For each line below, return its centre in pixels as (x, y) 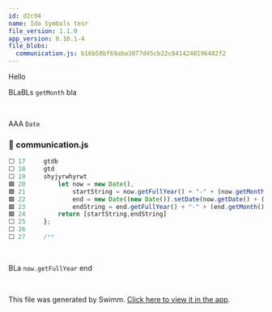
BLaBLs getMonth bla (42, 92)
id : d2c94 (25, 16)
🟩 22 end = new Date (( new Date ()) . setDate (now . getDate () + (133, 199)
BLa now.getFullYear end (51, 267)
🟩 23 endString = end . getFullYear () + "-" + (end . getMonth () (137, 207)
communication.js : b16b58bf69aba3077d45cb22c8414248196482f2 (121, 53)
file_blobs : (28, 46)
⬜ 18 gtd (32, 169)
